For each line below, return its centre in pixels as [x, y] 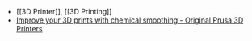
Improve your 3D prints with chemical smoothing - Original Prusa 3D [130, 20]
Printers [29, 29]
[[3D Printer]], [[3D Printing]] [64, 12]
